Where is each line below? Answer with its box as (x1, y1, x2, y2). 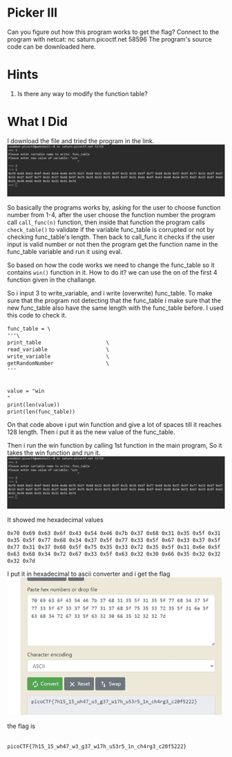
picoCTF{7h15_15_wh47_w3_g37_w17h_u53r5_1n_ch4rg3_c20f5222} (7, 742, 187, 750)
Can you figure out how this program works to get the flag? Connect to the (7, 28, 220, 36)
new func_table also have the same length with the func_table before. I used (7, 304, 224, 312)
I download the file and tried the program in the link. (7, 136, 155, 145)
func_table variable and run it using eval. (7, 248, 123, 256)
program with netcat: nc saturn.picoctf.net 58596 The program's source (7, 35, 212, 43)
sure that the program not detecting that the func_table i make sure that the (7, 296, 222, 305)
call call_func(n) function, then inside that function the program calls (7, 218, 205, 226)
